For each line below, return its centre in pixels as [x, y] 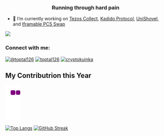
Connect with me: [28, 48]
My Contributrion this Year [48, 75]
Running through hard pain [86, 8]
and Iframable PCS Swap [39, 24]
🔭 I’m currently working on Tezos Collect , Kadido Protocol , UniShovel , [86, 19]
